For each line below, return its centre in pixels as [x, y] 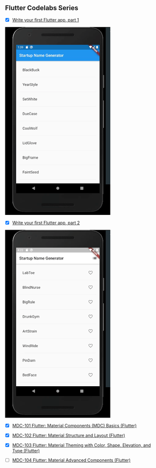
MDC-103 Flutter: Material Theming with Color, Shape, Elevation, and [81, 445]
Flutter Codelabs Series [42, 8]
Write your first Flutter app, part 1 [45, 20]
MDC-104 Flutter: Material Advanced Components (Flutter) [71, 460]
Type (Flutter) [26, 451]
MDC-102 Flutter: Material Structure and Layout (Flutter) [69, 435]
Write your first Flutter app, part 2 [46, 223]
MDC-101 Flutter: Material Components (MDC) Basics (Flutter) [74, 425]
